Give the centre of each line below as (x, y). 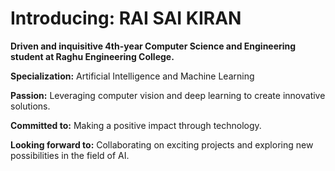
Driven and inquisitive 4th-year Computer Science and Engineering (153, 46)
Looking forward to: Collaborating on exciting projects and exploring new (162, 144)
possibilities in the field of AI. (70, 155)
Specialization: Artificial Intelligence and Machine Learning (132, 76)
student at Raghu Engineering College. (92, 56)
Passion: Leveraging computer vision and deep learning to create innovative (168, 95)
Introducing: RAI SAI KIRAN (126, 18)
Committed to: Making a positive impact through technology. (136, 125)
